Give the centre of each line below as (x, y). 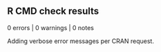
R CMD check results (53, 11)
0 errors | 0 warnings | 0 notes (51, 27)
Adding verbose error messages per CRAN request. (80, 41)
